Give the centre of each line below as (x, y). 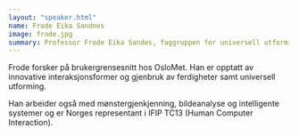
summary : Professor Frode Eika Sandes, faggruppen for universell (134, 42)
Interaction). (31, 123)
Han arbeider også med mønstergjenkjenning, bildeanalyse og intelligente (144, 104)
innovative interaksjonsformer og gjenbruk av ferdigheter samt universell (142, 77)
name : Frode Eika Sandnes (56, 26)
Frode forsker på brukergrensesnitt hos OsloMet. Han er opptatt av (131, 68)
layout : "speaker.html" (53, 17)
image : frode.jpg (41, 34)
